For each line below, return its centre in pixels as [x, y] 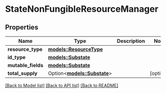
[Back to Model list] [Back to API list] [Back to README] [62, 85]
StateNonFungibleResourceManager [82, 9]
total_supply [23, 73]
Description [131, 41]
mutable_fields [25, 65]
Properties [22, 27]
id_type [17, 57]
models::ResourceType [76, 49]
